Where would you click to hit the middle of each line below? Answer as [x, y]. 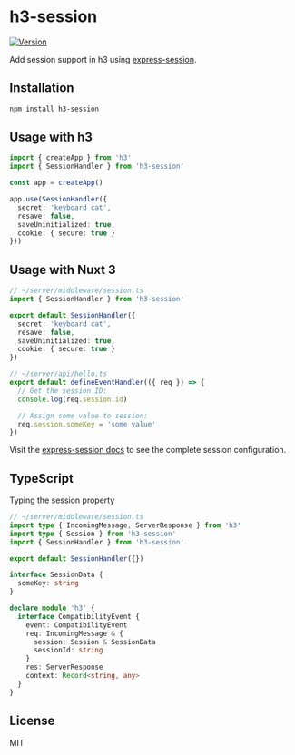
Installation [42, 88]
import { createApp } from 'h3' [70, 158]
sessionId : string [68, 651]
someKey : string [48, 583]
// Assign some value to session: [83, 416]
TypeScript [42, 478]
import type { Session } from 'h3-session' [93, 534]
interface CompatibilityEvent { [79, 616]
